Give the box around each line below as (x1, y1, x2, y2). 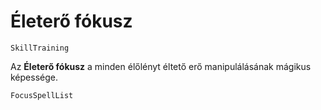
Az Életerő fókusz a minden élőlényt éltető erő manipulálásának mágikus (10, 60, 312, 72)
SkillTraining (10, 43, 70, 53)
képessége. (10, 71, 58, 83)
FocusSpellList (10, 90, 74, 100)
